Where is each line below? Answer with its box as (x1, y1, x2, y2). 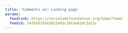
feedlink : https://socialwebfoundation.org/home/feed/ (9, 16, 124, 21)
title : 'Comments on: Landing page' (5, 7, 80, 12)
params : (5, 12, 21, 16)
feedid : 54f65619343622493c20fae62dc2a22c (9, 20, 97, 26)
